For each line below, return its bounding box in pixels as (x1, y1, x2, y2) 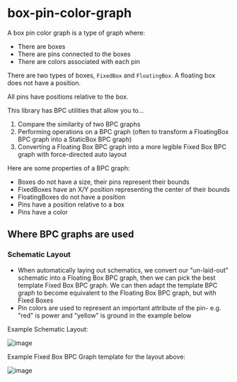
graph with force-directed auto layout (17, 150, 127, 158)
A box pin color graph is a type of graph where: (7, 28, 145, 37)
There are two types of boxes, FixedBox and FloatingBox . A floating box (7, 71, 216, 80)
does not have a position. (7, 78, 81, 87)
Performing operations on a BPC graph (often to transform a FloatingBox (17, 127, 229, 136)
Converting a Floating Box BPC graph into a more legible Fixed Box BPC (17, 142, 227, 151)
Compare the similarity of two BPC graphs (17, 119, 141, 129)
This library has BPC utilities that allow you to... (7, 106, 144, 114)
